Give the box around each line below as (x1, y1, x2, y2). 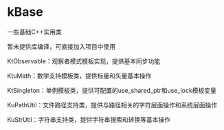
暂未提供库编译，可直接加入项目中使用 (7, 42, 115, 50)
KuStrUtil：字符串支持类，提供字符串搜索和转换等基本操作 (7, 115, 170, 124)
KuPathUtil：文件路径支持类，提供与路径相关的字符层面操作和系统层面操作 (7, 100, 218, 109)
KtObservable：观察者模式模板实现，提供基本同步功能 (7, 56, 161, 65)
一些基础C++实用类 (7, 28, 62, 36)
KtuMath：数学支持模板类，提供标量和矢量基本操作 (7, 72, 152, 80)
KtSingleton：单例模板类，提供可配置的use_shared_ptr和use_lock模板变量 (7, 86, 216, 94)
